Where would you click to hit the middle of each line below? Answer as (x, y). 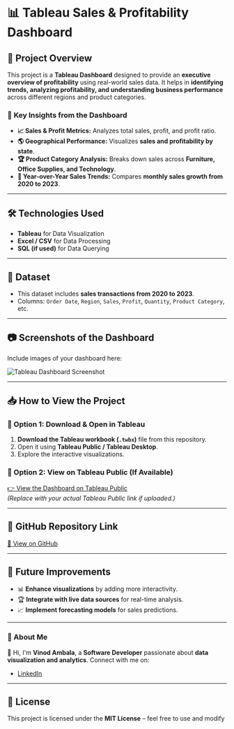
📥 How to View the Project (66, 401)
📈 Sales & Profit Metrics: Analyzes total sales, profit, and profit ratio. (117, 131)
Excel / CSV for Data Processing (64, 241)
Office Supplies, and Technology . (67, 169)
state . (26, 151)
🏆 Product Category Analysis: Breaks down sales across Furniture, (116, 159)
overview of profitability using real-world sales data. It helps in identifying (116, 82)
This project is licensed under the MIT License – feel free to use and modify (116, 719)
